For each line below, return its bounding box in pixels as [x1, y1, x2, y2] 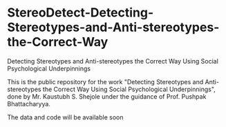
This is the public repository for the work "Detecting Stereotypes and [7, 77, 204, 86]
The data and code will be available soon [7, 113, 124, 121]
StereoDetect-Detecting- [7, 5, 154, 21]
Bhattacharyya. [7, 99, 50, 108]
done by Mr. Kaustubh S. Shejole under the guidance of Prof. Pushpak [7, 92, 207, 101]
